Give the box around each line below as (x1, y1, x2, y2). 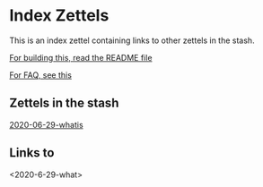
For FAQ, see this (9, 69, 72, 81)
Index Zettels (9, 5, 110, 26)
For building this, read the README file (9, 52, 153, 63)
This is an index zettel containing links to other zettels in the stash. (9, 35, 255, 46)
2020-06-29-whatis (9, 119, 83, 130)
